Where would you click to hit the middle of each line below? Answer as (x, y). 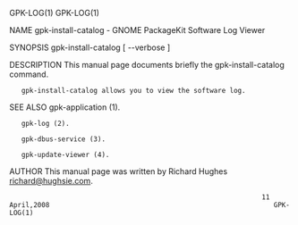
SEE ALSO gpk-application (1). (65, 107)
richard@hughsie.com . (51, 181)
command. (29, 74)
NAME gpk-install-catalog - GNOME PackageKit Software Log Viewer (137, 30)
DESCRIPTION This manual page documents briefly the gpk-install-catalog (147, 65)
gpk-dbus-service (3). (63, 139)
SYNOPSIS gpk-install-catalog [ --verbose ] (90, 47)
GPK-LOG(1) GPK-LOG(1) (55, 13)
